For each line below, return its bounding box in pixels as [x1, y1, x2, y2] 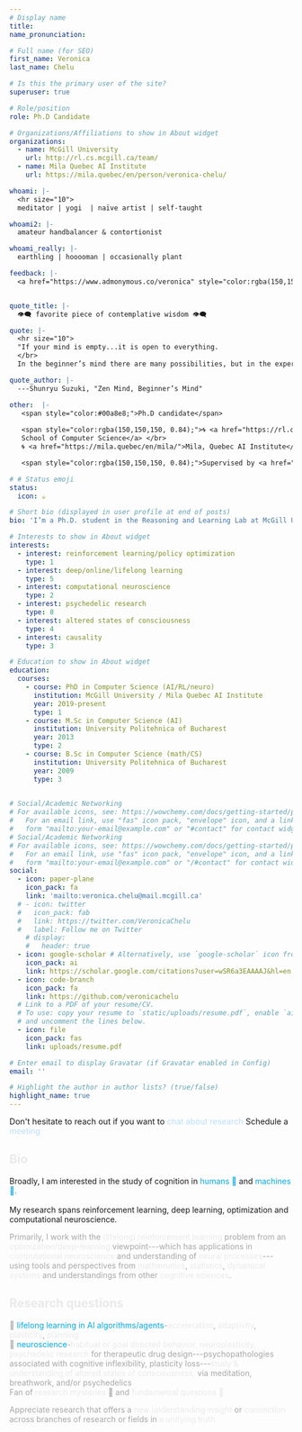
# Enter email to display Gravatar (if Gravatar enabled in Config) [9, 1058, 271, 1067]
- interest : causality [17, 632, 102, 642]
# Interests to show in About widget [9, 532, 151, 541]
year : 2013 [32, 733, 75, 742]
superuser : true [9, 87, 70, 96]
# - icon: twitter [17, 900, 87, 909]
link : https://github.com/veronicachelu [25, 992, 179, 1001]
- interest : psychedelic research [17, 600, 147, 609]
